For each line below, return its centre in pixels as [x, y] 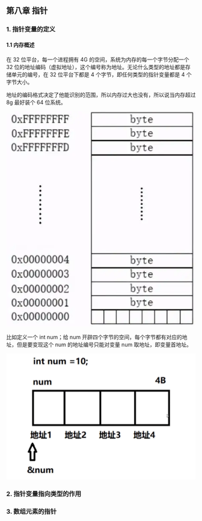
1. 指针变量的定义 [31, 29]
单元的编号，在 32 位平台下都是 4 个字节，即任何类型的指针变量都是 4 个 [101, 75]
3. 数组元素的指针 [32, 511]
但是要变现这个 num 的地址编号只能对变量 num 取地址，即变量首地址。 [104, 345]
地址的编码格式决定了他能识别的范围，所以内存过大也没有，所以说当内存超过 [101, 94]
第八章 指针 [27, 11]
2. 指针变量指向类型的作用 [44, 493]
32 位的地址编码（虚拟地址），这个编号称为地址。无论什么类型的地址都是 [96, 67]
